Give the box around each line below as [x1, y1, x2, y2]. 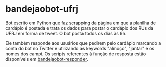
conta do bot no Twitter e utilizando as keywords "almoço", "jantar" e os [5, 45, 155, 51]
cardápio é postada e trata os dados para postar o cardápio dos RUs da [5, 25, 154, 31]
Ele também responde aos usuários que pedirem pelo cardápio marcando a [5, 40, 161, 46]
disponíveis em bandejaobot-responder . [5, 56, 88, 62]
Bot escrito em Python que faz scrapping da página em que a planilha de [5, 20, 156, 26]
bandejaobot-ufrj [5, 3, 79, 15]
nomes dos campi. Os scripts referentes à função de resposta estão [5, 51, 146, 57]
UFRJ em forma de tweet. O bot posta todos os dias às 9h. [5, 30, 127, 36]
